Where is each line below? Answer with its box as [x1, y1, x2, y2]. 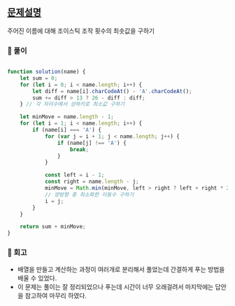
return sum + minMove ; [20, 223, 86, 230]
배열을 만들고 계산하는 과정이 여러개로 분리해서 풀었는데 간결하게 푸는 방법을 [17, 265, 225, 273]
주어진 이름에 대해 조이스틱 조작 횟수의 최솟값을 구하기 [7, 27, 155, 35]
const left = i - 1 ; [44, 172, 105, 179]
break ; [69, 146, 90, 153]
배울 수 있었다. [17, 274, 57, 282]
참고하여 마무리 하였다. [24, 291, 87, 300]
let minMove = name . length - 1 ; [20, 113, 114, 120]
